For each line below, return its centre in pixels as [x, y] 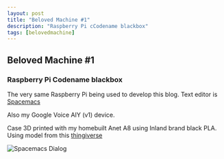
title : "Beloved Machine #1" [49, 20]
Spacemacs [24, 101]
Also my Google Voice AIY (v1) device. [61, 115]
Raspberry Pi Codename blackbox [65, 79]
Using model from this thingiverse [55, 135]
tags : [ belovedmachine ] [41, 32]
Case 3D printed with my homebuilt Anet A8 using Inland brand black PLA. [112, 128]
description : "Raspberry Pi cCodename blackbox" [78, 26]
